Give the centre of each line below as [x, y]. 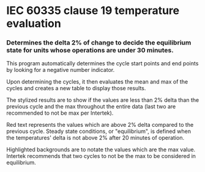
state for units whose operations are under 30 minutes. [90, 51]
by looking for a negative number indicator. [61, 70]
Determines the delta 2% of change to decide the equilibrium [99, 43]
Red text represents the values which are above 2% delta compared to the [100, 125]
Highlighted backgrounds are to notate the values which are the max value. [101, 149]
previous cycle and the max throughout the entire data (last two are [91, 107]
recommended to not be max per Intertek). [60, 113]
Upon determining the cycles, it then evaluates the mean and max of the [97, 82]
